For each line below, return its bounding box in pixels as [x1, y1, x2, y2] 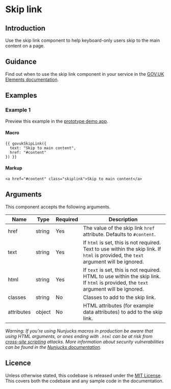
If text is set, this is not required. [83, 266, 161, 273]
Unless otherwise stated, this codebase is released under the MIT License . [5, 372, 162, 378]
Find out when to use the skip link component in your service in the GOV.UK [5, 71, 164, 77]
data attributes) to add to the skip [83, 308, 163, 315]
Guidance [5, 58, 37, 66]
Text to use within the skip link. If [83, 245, 161, 253]
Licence [5, 359, 32, 368]
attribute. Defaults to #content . [83, 231, 156, 238]
